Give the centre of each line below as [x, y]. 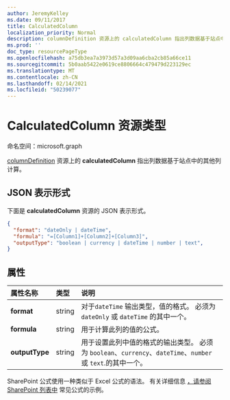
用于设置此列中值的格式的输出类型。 [139, 342]
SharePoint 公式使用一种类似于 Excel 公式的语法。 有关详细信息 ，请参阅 [109, 382]
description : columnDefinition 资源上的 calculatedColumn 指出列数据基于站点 [114, 39]
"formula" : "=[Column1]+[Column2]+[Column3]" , [81, 236]
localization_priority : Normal [52, 33]
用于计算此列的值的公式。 [122, 329]
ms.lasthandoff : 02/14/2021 [47, 84]
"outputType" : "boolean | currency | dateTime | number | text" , [108, 243]
